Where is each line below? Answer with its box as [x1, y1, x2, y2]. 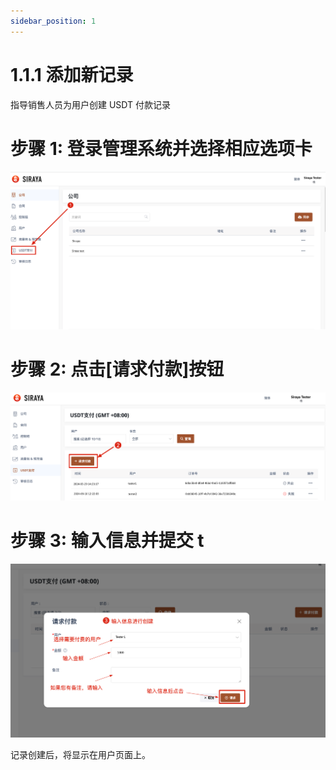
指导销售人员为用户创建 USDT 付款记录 [10, 98, 171, 110]
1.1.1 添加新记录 [10, 63, 134, 86]
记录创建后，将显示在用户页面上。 [10, 749, 151, 761]
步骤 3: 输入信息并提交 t [10, 530, 205, 552]
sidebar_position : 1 [10, 16, 97, 26]
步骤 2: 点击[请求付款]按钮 [10, 358, 225, 381]
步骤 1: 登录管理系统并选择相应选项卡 [10, 137, 313, 160]
